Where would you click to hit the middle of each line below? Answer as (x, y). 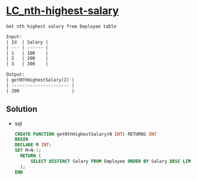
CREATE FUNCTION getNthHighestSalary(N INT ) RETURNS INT (86, 134)
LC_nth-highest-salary (62, 11)
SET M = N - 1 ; (28, 151)
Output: (16, 74)
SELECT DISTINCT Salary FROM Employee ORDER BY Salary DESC (105, 161)
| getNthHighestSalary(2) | (40, 80)
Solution (22, 109)
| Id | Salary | (27, 42)
